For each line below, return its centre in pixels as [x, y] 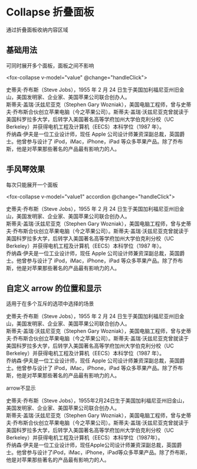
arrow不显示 [21, 388]
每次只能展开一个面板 [32, 185]
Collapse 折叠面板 [50, 12]
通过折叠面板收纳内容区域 [37, 30]
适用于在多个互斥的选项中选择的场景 [50, 304]
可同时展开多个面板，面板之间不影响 [50, 65]
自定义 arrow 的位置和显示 [54, 288]
